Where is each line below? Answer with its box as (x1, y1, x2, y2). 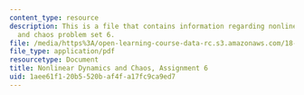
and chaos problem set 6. (17, 30, 116, 39)
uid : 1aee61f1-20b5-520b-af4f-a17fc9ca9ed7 (9, 72, 176, 81)
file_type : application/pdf (9, 47, 116, 56)
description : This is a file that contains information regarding (9, 22, 265, 31)
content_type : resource (9, 13, 100, 23)
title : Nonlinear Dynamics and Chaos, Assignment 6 (9, 64, 208, 73)
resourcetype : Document (9, 55, 100, 64)
